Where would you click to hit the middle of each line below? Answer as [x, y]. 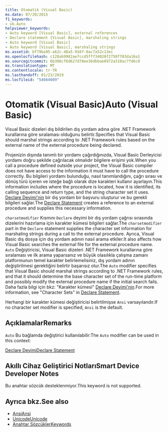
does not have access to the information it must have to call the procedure [82, 170]
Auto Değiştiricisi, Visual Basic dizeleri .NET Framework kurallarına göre [79, 250]
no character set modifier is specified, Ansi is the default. [64, 307]
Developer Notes [32, 374]
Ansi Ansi [22, 413]
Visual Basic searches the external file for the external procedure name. [79, 244]
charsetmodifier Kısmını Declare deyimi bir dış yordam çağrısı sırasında [79, 218]
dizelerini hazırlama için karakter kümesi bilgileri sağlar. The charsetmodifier [83, 223]
